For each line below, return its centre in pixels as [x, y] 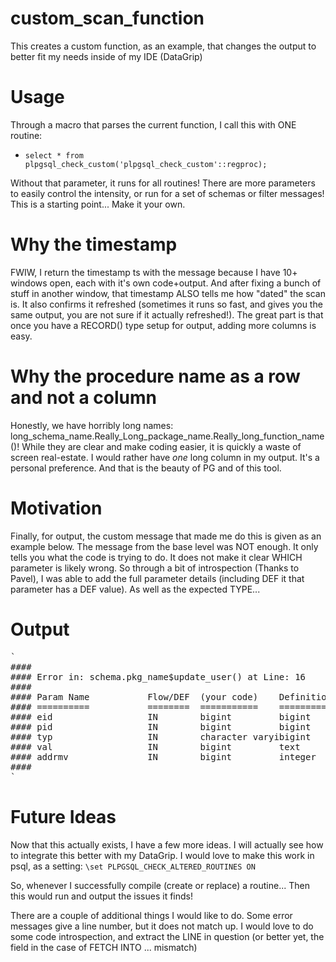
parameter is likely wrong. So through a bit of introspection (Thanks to [155, 568]
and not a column [83, 398]
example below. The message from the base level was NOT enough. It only [164, 546]
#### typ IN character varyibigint [161, 736]
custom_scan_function [107, 18]
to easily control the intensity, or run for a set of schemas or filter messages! [167, 193]
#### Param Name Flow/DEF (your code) [134, 696]
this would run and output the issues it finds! [102, 896]
